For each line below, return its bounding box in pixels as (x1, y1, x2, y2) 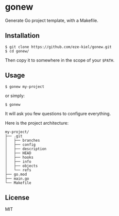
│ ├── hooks (5, 155, 34, 160)
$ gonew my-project (5, 84, 45, 89)
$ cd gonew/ (5, 49, 29, 53)
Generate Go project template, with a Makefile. (5, 17, 99, 23)
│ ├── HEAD (5, 150, 32, 155)
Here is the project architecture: (5, 120, 69, 126)
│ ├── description (5, 146, 47, 151)
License (5, 193, 30, 201)
